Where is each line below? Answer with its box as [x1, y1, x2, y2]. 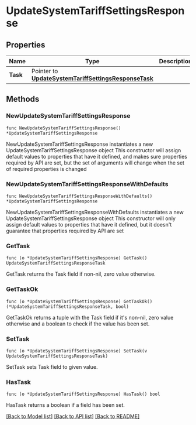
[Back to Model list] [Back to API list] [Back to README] [6, 413, 140, 420]
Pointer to [31, 67, 58, 75]
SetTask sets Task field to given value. [6, 363, 98, 370]
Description [159, 57, 192, 65]
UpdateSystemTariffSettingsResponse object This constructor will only [6, 215, 176, 222]
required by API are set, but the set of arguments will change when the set [6, 159, 185, 166]
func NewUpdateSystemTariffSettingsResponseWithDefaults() [6, 193, 153, 199]
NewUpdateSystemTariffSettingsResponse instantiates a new [6, 140, 153, 148]
